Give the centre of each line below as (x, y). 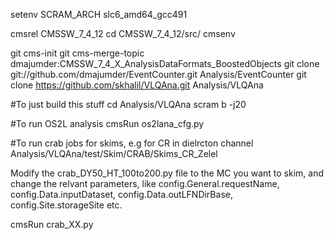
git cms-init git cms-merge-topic (77, 53)
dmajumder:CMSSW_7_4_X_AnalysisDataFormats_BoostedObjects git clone (165, 63)
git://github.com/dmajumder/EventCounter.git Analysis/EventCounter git (158, 74)
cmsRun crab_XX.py (52, 224)
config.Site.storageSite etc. (66, 205)
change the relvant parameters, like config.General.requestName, (145, 183)
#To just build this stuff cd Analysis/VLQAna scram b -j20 (128, 104)
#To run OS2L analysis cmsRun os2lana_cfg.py (107, 123)
